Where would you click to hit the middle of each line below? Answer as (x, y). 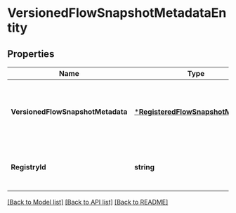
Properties (31, 54)
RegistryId (29, 167)
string (145, 167)
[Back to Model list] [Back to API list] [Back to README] (88, 202)
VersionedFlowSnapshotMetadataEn (117, 13)
